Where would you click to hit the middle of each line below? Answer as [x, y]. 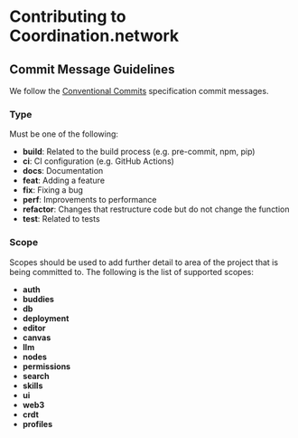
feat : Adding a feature [64, 181]
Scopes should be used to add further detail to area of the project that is [144, 262]
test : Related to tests [61, 219]
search [36, 376]
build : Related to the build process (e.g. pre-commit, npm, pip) [139, 152]
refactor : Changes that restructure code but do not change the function [156, 209]
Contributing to [68, 17]
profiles [37, 424]
